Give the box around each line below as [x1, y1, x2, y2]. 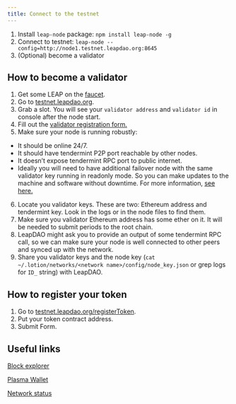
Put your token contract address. [17, 315, 114, 323]
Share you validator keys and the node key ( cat [17, 253, 155, 262]
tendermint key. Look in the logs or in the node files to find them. [17, 208, 206, 217]
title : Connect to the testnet [7, 10, 100, 18]
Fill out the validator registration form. [17, 120, 128, 129]
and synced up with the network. [17, 246, 114, 254]
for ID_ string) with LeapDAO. [17, 268, 103, 277]
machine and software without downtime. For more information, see [17, 179, 216, 187]
